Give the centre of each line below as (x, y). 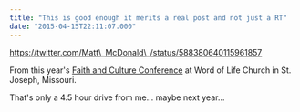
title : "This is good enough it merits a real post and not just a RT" (148, 18)
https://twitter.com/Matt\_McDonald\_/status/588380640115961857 (136, 52)
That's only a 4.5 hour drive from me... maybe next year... (117, 97)
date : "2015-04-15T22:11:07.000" (73, 26)
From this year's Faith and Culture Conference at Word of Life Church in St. (150, 70)
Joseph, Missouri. (43, 79)
